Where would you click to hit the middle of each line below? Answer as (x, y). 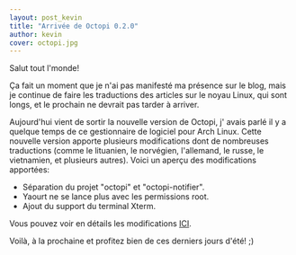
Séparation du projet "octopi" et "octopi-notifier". (113, 187)
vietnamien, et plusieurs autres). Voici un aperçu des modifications (133, 160)
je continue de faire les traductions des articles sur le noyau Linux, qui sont (148, 95)
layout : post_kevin (46, 18)
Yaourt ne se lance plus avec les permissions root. (116, 197)
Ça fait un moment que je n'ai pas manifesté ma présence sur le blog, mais (148, 85)
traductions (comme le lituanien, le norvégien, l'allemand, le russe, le (137, 151)
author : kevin (36, 34)
